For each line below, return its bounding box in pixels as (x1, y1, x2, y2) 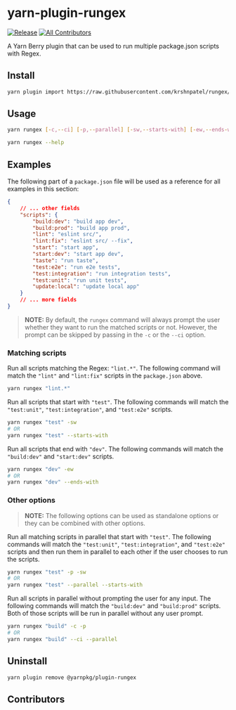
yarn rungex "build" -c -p (7, 623, 86, 630)
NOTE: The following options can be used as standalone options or (24, 511, 219, 519)
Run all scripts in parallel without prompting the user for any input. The (7, 594, 211, 602)
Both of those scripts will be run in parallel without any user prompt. (7, 609, 204, 618)
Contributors (7, 693, 65, 705)
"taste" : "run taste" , (32, 257, 99, 264)
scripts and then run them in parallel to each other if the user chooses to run (7, 547, 228, 556)
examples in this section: (7, 185, 79, 193)
